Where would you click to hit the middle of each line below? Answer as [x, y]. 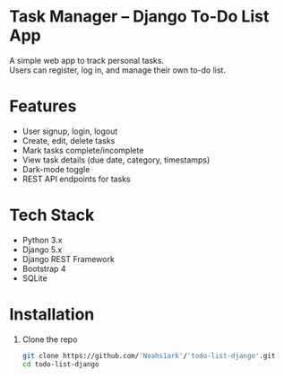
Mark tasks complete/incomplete [83, 150]
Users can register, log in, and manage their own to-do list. [118, 70]
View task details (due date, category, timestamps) [116, 160]
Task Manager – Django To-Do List [139, 17]
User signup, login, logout [70, 131]
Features [43, 106]
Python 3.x [42, 240]
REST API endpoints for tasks [77, 179]
